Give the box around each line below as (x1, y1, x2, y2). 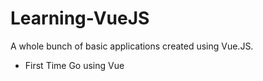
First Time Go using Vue (24, 59, 125, 71)
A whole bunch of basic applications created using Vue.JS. (10, 40, 254, 52)
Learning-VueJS (10, 7, 150, 30)
